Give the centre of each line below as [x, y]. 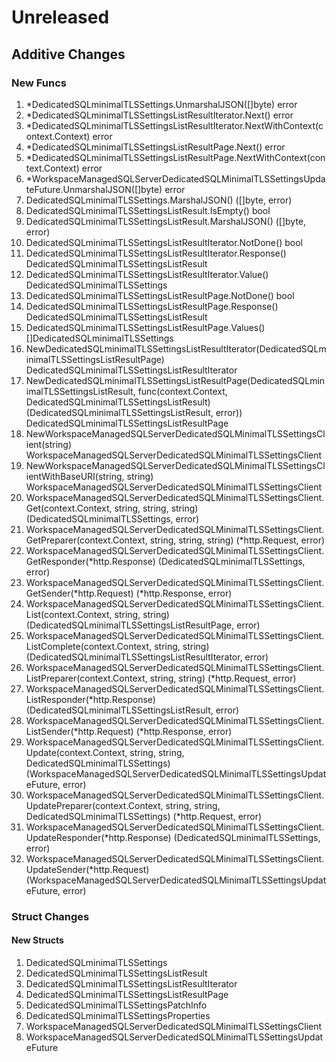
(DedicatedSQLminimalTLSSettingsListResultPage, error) [143, 625]
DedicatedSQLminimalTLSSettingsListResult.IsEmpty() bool [148, 210]
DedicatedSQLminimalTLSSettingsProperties [118, 1015]
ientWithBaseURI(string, [75, 476]
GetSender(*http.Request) [79, 593]
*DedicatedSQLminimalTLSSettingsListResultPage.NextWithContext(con [175, 157]
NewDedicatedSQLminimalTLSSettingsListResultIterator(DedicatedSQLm [176, 348]
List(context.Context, [69, 614]
